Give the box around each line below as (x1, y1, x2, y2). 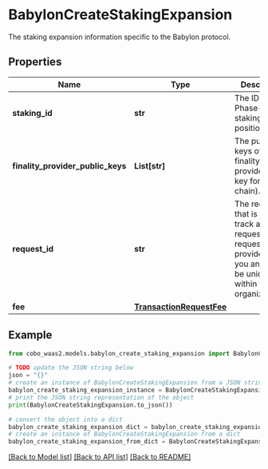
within (234, 278, 258, 289)
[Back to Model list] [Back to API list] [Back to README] (8, 452, 191, 462)
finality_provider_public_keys (12, 160, 127, 171)
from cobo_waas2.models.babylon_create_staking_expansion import (8, 349, 230, 357)
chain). (234, 185, 261, 197)
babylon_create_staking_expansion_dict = (8, 423, 148, 431)
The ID (234, 92, 260, 103)
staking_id (12, 107, 53, 118)
